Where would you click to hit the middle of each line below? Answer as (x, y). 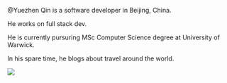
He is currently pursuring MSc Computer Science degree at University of (113, 37)
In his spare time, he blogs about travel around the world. (91, 58)
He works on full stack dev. (47, 24)
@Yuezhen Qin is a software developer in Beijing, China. (89, 10)
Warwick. (21, 45)
